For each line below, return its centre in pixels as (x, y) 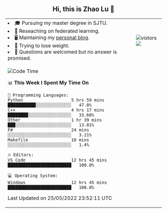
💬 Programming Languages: (38, 95)
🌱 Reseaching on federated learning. (57, 31)
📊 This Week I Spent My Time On (48, 83)
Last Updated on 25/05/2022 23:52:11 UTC (60, 198)
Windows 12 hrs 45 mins (57, 182)
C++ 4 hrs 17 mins (56, 110)
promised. (19, 58)
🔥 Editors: (21, 155)
